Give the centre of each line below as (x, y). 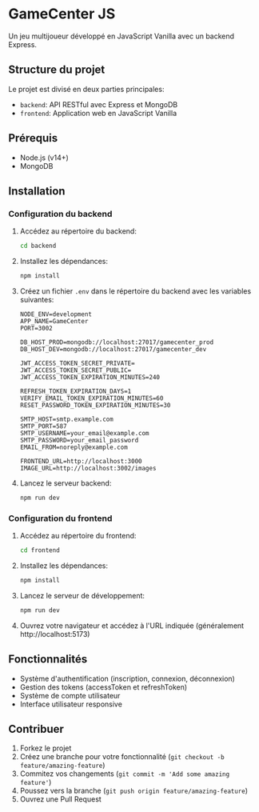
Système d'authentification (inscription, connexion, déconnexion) (128, 678)
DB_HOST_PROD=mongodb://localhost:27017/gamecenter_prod (117, 342)
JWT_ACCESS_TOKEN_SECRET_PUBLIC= (76, 370)
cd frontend (40, 550)
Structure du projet (57, 70)
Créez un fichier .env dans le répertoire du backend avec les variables (135, 291)
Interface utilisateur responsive (71, 704)
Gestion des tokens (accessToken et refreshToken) (104, 687)
